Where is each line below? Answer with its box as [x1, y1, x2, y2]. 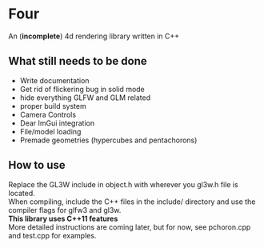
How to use [8, 158, 66, 172]
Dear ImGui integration [19, 118, 94, 128]
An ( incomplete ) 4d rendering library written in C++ [8, 31, 180, 41]
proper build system [19, 101, 86, 110]
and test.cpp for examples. [8, 230, 97, 240]
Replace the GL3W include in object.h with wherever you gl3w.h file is [8, 179, 238, 189]
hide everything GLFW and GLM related [19, 93, 150, 102]
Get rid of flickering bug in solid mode [19, 84, 146, 94]
